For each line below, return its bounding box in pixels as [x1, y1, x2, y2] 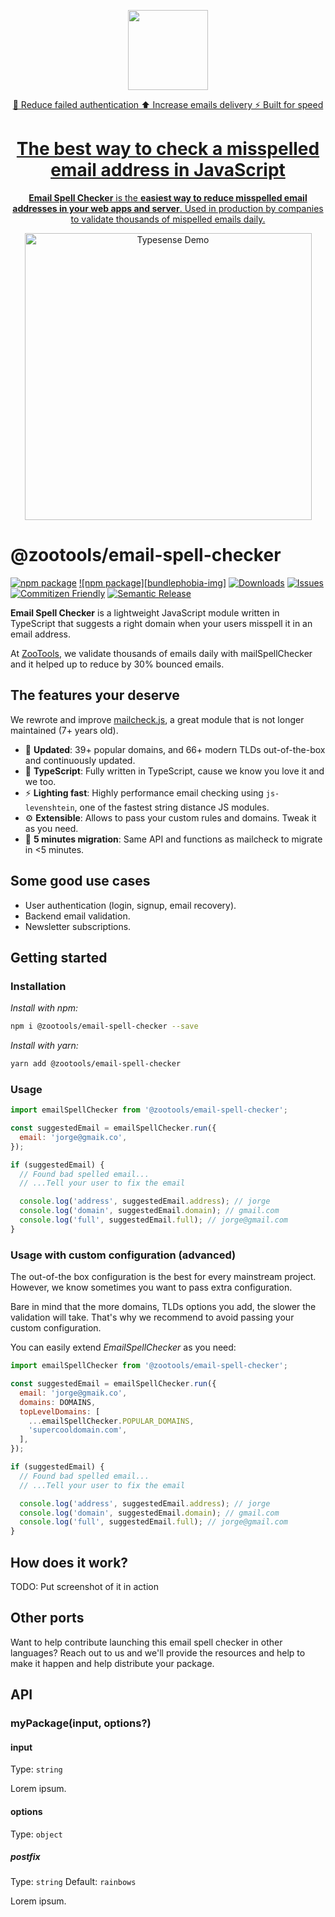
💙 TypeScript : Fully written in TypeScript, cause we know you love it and [24, 765, 325, 777]
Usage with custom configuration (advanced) [10, 1248, 237, 1262]
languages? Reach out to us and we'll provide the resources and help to [10, 1646, 306, 1659]
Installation [10, 979, 67, 993]
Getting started [10, 949, 108, 966]
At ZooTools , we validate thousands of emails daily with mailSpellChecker [10, 647, 313, 659]
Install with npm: [10, 1002, 79, 1014]
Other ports [10, 1610, 85, 1627]
